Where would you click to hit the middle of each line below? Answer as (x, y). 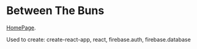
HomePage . (21, 28)
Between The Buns (55, 11)
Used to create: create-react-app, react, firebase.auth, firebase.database (98, 39)
